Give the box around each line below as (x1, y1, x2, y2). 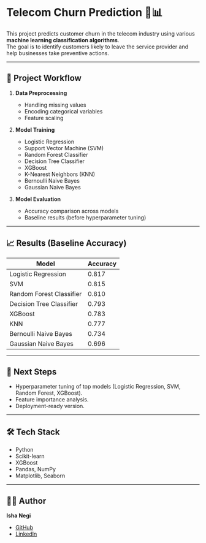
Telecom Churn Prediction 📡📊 (6, 6, 163, 20)
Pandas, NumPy (15, 466, 56, 473)
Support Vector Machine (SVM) (24, 144, 104, 151)
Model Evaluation (15, 195, 61, 203)
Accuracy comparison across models (24, 207, 119, 215)
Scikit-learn (15, 452, 45, 460)
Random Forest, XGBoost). (15, 389, 83, 397)
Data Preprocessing (15, 89, 67, 96)
